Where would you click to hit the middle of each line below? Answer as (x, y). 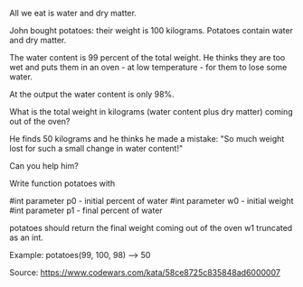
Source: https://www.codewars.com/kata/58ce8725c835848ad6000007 (145, 273)
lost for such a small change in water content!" (96, 148)
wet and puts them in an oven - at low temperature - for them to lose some (148, 67)
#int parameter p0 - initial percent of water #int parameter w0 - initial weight (151, 201)
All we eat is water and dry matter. (73, 13)
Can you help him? (44, 166)
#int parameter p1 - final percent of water (86, 210)
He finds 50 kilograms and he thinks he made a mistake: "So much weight (147, 139)
